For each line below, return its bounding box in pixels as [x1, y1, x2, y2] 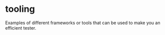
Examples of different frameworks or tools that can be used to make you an [5, 20, 160, 26]
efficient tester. [5, 25, 36, 31]
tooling [5, 3, 35, 15]
